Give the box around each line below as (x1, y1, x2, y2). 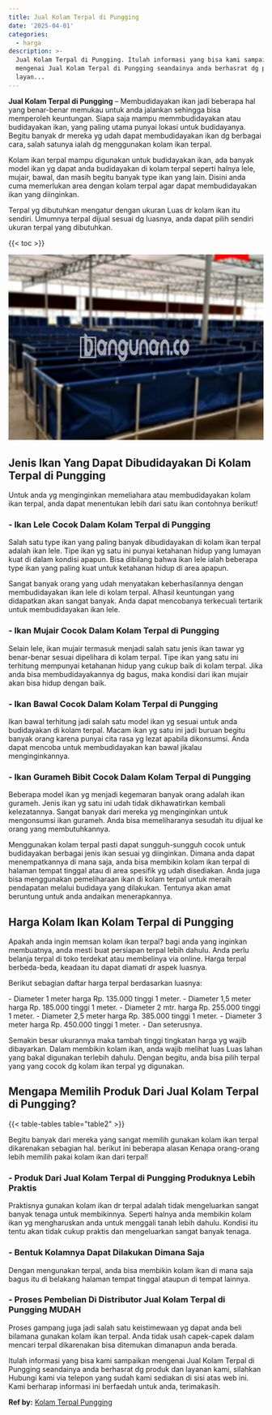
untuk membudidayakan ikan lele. (8, 605, 121, 615)
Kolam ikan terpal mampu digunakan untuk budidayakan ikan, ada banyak (8, 155, 254, 165)
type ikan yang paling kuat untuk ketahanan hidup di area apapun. (8, 564, 229, 573)
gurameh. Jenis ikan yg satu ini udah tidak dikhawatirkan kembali (8, 799, 226, 808)
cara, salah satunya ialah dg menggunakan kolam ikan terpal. (8, 139, 212, 149)
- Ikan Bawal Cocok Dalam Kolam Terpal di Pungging (8, 698, 219, 710)
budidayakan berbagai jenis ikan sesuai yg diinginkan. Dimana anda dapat (8, 848, 255, 859)
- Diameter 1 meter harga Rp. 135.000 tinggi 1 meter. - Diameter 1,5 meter (8, 994, 252, 1004)
